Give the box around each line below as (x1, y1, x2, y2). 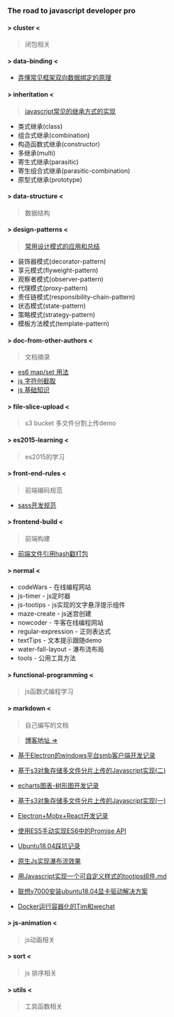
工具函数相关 (24, 1002, 62, 1011)
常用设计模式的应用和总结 (24, 242, 100, 250)
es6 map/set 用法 (17, 368, 69, 377)
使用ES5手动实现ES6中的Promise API (17, 827, 126, 835)
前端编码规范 (24, 485, 62, 494)
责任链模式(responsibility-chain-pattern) (17, 292, 136, 301)
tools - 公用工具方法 (17, 654, 77, 662)
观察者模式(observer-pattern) (17, 274, 104, 283)
